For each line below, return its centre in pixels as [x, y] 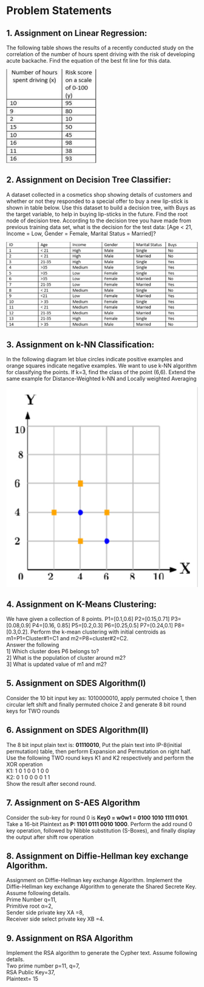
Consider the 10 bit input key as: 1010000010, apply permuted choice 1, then [101, 698]
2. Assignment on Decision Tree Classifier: [89, 180]
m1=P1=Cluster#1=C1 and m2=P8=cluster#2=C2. [67, 639]
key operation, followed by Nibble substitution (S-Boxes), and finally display [101, 830]
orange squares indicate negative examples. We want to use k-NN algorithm [102, 366]
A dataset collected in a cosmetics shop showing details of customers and [99, 194]
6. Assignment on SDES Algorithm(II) [77, 730]
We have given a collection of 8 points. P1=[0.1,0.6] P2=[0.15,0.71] [88, 619]
